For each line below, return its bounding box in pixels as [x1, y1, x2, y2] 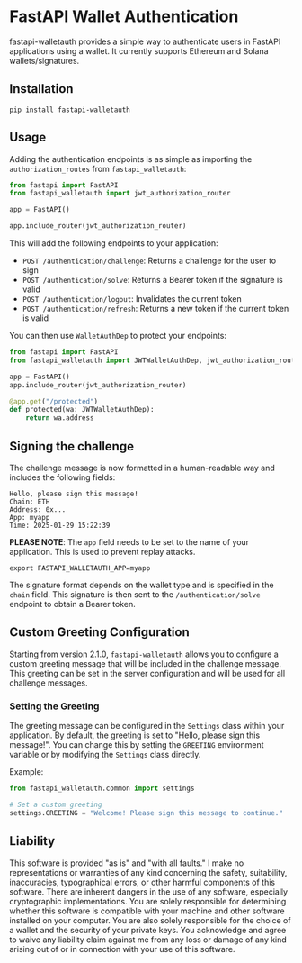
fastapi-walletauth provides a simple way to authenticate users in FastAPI [9, 36, 281, 47]
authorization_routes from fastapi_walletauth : [9, 163, 187, 174]
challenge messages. [9, 677, 88, 688]
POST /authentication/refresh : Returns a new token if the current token [22, 304, 289, 314]
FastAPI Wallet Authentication [9, 6, 239, 27]
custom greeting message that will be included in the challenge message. [9, 658, 281, 668]
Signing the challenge [9, 439, 135, 454]
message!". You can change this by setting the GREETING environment [9, 740, 264, 750]
